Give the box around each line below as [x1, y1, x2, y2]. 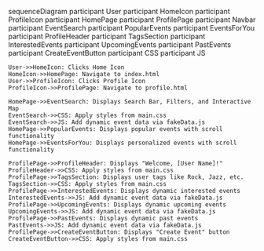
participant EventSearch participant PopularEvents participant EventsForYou [8, 24, 255, 32]
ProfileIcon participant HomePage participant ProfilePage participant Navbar [8, 15, 256, 24]
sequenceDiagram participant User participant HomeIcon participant [8, 7, 230, 16]
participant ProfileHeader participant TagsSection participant [8, 31, 206, 41]
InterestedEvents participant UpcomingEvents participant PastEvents [8, 40, 232, 49]
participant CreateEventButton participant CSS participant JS [8, 49, 206, 57]
